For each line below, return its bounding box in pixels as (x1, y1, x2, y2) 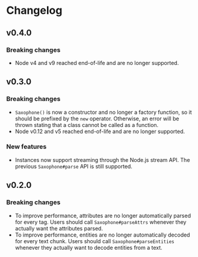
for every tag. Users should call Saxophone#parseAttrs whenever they (14, 218, 187, 226)
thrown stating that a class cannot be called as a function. (14, 121, 159, 128)
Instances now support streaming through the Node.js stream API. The (14, 156, 191, 163)
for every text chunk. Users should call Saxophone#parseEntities (14, 237, 175, 244)
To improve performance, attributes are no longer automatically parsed (14, 212, 191, 219)
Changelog (6, 4, 63, 17)
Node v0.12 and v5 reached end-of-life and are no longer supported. (14, 128, 185, 135)
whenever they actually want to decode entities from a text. (14, 244, 162, 251)
